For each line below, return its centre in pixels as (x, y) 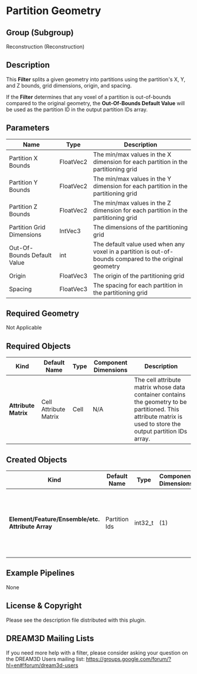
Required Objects (39, 346)
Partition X (23, 158)
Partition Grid (27, 227)
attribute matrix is (158, 417)
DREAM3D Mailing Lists (50, 638)
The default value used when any (139, 244)
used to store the (157, 424)
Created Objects (37, 460)
